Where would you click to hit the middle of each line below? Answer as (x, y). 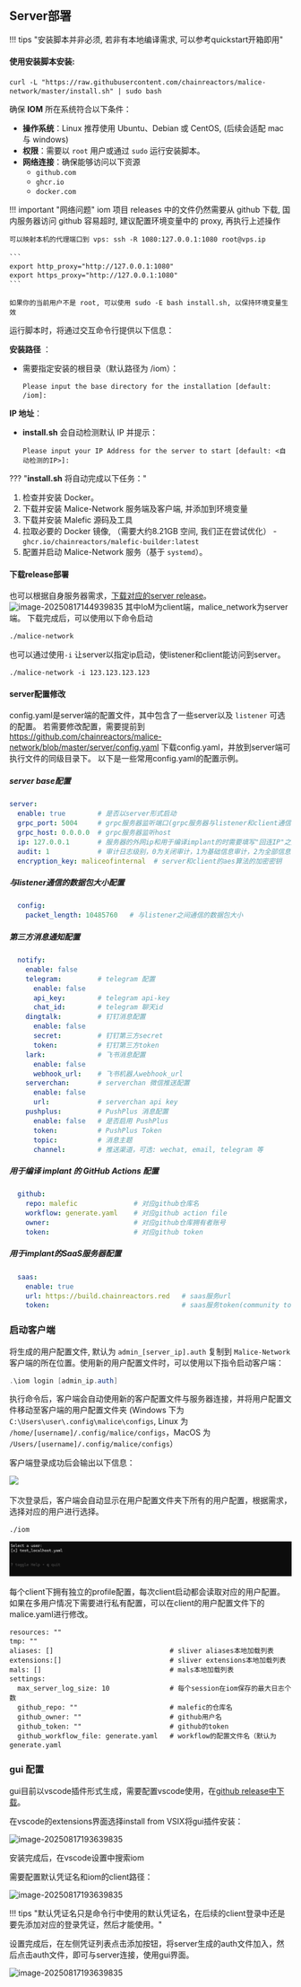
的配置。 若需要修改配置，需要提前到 (77, 726)
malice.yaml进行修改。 (51, 1614)
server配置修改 (38, 693)
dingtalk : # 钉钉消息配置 (86, 1017)
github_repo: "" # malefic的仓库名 (125, 1708)
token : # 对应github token (114, 1232)
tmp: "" (24, 1641)
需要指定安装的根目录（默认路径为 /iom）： (100, 369)
